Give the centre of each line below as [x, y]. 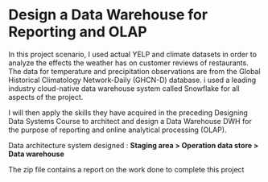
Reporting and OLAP [78, 32]
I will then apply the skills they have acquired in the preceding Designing [128, 112]
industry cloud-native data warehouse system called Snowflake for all [124, 88]
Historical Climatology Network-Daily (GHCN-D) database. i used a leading [132, 80]
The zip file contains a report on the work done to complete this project [126, 169]
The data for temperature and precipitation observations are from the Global [134, 71]
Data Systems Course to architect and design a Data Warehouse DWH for [130, 121]
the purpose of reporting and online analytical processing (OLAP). [118, 130]
